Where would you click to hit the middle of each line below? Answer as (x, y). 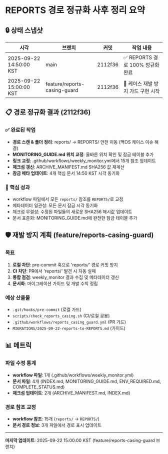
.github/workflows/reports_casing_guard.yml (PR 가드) (69, 322)
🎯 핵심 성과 (17, 187)
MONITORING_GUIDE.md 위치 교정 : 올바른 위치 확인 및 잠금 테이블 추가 (83, 154)
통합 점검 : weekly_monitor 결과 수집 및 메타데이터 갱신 (65, 277)
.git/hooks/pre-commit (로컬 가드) (47, 309)
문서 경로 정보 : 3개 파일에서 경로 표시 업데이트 (57, 425)
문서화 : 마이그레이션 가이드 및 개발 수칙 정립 (55, 283)
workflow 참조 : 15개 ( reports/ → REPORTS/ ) (56, 418)
